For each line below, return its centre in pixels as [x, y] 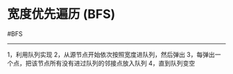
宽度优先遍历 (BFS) [61, 14]
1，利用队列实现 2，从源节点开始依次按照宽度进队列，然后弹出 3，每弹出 [111, 54]
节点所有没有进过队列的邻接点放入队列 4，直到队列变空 [116, 63]
